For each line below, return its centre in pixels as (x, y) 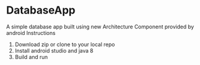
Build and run (31, 57)
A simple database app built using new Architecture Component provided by (100, 27)
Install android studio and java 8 (54, 50)
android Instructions (31, 32)
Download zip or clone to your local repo (65, 44)
